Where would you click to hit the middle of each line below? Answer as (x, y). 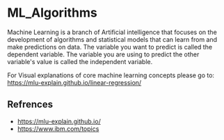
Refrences (30, 105)
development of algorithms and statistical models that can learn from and (112, 39)
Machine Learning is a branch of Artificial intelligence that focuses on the (112, 32)
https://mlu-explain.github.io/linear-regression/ (74, 82)
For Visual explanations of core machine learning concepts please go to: (111, 75)
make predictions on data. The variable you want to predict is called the (110, 47)
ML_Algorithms (52, 13)
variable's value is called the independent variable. (80, 61)
